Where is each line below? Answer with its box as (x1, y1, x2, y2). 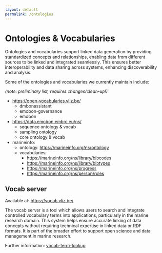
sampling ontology (19, 129, 57, 135)
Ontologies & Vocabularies (5, 33, 116, 44)
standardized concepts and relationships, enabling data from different (5, 54, 145, 60)
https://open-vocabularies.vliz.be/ (12, 98, 81, 104)
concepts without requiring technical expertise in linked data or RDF (5, 223, 142, 229)
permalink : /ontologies (5, 12, 54, 17)
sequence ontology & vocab (19, 124, 76, 130)
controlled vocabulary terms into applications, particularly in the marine (5, 212, 149, 218)
